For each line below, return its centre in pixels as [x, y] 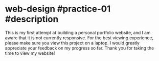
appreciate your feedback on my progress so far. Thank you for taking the [79, 48]
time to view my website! [30, 53]
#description [32, 19]
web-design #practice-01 [58, 9]
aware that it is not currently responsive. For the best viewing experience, [79, 38]
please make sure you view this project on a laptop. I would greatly [72, 43]
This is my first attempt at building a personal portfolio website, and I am [78, 32]
